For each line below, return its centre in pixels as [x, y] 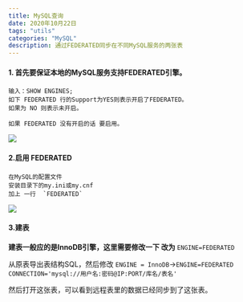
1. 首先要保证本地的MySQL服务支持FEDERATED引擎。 [97, 72]
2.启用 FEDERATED [40, 157]
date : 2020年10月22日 [43, 23]
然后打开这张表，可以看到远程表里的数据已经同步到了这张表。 [110, 289]
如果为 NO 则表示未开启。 [45, 108]
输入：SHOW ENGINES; [41, 92]
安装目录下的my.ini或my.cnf [51, 186]
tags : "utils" [32, 31]
